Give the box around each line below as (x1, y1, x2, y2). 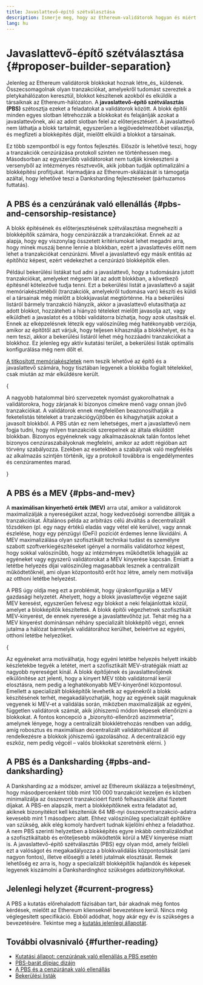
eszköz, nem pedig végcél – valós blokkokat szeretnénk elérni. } (6, 739, 167, 746)
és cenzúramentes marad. (6, 459, 72, 466)
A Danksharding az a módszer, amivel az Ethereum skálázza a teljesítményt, (6, 782, 196, 790)
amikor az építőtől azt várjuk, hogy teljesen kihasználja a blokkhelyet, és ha (6, 327, 194, 334)
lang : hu (6, 20, 28, 26)
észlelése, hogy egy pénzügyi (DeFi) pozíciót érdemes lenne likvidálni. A (6, 529, 188, 537)
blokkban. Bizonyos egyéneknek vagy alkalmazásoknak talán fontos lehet (6, 433, 190, 440)
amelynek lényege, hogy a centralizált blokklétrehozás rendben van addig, (6, 720, 192, 727)
